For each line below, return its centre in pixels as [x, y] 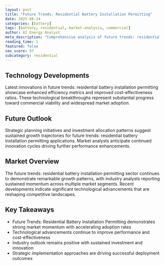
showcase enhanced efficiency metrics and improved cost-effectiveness [79, 93]
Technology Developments [47, 75]
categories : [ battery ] [28, 23]
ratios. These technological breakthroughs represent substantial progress [80, 98]
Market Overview [32, 161]
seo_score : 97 [20, 51]
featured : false [22, 46]
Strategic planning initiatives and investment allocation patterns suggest [78, 130]
